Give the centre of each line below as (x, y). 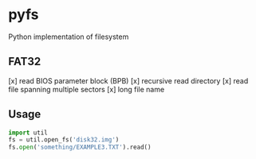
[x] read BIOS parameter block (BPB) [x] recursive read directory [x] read (128, 80)
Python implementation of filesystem (69, 37)
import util (28, 133)
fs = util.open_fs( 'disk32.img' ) (64, 140)
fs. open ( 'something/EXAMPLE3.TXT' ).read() (80, 147)
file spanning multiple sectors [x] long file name (87, 89)
